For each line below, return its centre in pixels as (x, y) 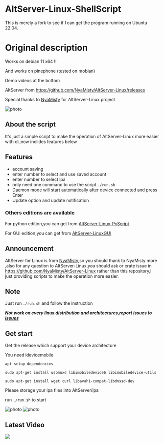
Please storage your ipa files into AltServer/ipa (52, 390)
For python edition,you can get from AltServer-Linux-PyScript (67, 223)
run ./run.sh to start (26, 400)
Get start (19, 334)
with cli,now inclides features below (41, 142)
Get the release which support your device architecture (61, 346)
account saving (28, 169)
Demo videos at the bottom (33, 80)
